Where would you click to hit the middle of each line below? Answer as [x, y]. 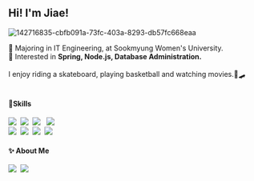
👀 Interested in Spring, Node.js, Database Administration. [105, 56]
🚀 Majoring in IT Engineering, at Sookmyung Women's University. [116, 48]
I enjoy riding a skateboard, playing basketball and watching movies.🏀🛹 [127, 74]
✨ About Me [29, 151]
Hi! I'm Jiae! [39, 13]
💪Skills [20, 104]
